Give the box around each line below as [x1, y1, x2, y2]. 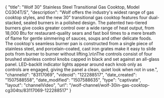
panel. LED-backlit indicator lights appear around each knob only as [5, 61, 142, 67]
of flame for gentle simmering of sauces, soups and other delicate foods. [5, 35, 153, 41]
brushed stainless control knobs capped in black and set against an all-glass [5, 56, 160, 62]
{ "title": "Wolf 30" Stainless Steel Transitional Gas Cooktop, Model [5, 4, 140, 10]
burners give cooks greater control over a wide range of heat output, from [5, 25, 154, 31]
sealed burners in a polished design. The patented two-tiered [23, 20, 147, 25]
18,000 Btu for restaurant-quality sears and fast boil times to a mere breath [5, 30, 156, 36]
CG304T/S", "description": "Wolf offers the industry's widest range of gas [5, 9, 154, 15]
